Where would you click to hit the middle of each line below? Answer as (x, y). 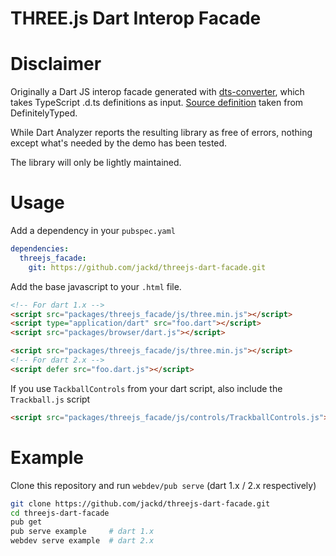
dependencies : (40, 249)
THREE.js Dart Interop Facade (136, 18)
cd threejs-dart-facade (60, 513)
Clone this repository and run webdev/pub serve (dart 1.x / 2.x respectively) (163, 485)
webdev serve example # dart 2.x (82, 541)
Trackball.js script (50, 399)
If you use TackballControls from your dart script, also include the (146, 388)
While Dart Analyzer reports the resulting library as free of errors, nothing (161, 133)
